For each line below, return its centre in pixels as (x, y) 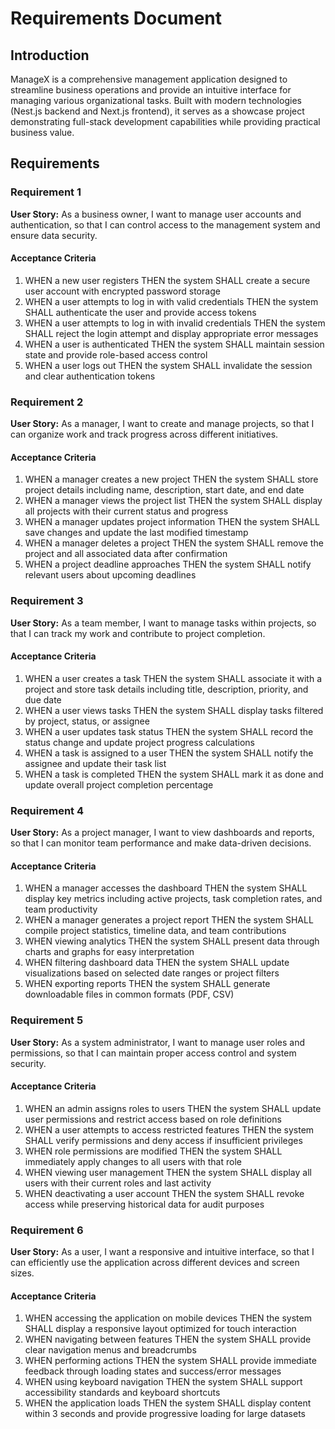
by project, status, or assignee (87, 721)
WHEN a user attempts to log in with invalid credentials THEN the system (175, 323)
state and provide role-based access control (116, 354)
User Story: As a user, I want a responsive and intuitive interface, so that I (162, 1252)
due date (43, 699)
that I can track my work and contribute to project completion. (138, 633)
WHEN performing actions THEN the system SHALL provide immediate (170, 1361)
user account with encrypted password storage (122, 291)
